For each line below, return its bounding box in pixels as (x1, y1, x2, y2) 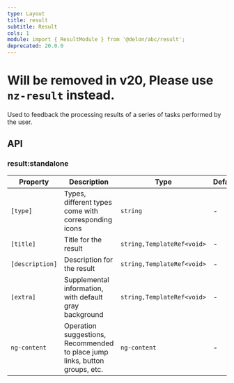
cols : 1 (7, 29, 30, 37)
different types (63, 197, 113, 207)
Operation (63, 321, 97, 331)
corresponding (63, 214, 113, 224)
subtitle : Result (7, 23, 58, 30)
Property (18, 177, 49, 187)
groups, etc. (63, 364, 103, 374)
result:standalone (7, 159, 69, 169)
